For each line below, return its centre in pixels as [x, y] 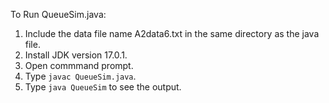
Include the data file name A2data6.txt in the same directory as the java [172, 33]
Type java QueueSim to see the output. [103, 87]
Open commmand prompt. [79, 65]
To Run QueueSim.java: [58, 14]
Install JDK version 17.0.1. [76, 55]
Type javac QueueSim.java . [80, 76]
